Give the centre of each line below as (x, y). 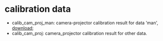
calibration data (38, 9)
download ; (23, 28)
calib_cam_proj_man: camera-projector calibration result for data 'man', (85, 23)
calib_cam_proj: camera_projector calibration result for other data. (80, 33)
